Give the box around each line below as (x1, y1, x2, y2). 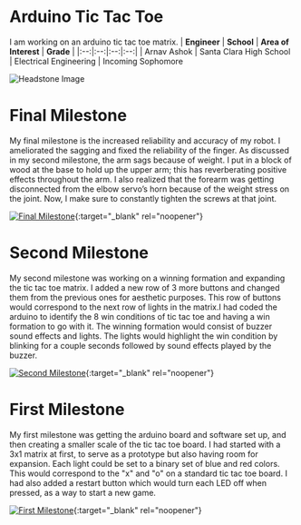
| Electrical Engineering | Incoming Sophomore (9, 55, 184, 66)
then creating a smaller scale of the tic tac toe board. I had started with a (9, 439, 281, 450)
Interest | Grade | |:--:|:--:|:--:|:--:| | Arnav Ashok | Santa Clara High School (9, 45, 291, 56)
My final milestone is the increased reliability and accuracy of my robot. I (9, 134, 281, 146)
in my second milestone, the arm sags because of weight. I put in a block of (9, 154, 292, 165)
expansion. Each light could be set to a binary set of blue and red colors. (9, 458, 280, 469)
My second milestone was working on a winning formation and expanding (9, 272, 286, 283)
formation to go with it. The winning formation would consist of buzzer (9, 321, 273, 332)
